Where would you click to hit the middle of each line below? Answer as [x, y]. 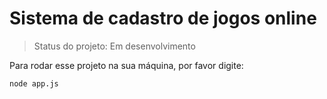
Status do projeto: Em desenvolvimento [114, 46]
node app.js [34, 83]
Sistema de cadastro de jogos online [163, 18]
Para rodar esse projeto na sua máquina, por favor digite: [126, 65]
